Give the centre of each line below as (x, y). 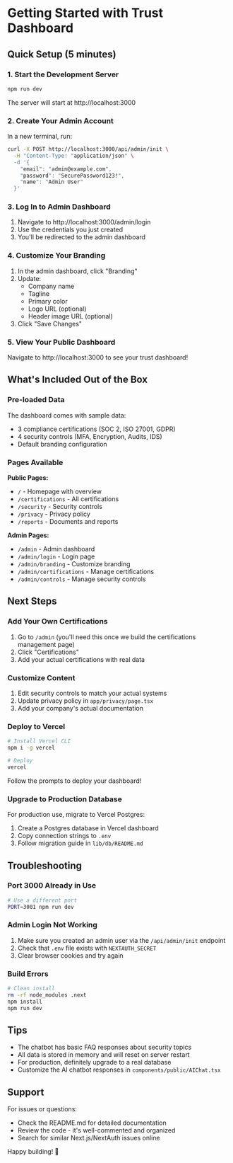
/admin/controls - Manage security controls (82, 579)
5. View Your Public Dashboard (61, 342)
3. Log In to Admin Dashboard (59, 207)
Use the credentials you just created (70, 230)
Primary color (48, 301)
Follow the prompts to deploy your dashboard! (74, 781)
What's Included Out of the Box (78, 380)
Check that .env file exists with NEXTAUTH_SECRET (87, 948)
